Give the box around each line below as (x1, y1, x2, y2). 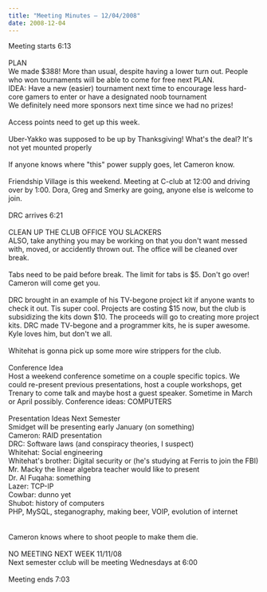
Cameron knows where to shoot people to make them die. (8, 531, 198, 542)
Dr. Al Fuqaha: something (8, 472, 92, 482)
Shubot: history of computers (8, 498, 105, 508)
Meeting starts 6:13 (8, 41, 72, 50)
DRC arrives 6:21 (8, 210, 64, 220)
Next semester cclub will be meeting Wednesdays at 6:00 (8, 557, 198, 567)
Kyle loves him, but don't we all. (8, 328, 113, 339)
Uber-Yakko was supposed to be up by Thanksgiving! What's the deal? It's (8, 134, 253, 143)
